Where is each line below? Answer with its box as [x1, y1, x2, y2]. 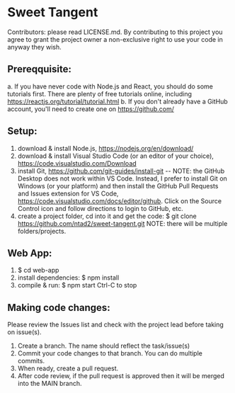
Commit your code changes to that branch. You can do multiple [17, 349, 203, 358]
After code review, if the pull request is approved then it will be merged [17, 372, 224, 380]
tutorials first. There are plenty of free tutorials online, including [7, 89, 193, 98]
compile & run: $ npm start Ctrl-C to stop [17, 281, 137, 290]
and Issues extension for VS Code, [17, 189, 119, 198]
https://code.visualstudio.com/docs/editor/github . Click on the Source [17, 196, 222, 205]
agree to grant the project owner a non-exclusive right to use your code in [7, 35, 223, 43]
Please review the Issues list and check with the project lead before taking [7, 320, 224, 329]
